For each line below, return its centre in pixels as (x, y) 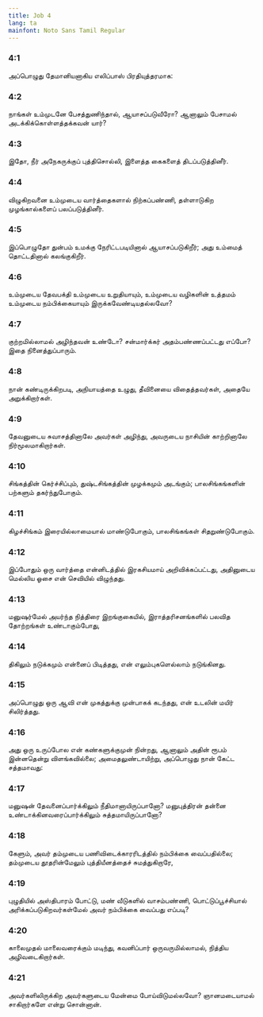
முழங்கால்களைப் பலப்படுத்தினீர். (56, 208)
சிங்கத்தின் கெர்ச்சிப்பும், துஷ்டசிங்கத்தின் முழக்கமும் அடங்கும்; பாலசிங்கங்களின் (127, 483)
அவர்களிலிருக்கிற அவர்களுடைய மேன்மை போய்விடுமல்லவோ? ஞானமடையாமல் (131, 995)
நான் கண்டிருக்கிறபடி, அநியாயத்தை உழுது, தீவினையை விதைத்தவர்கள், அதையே (129, 389)
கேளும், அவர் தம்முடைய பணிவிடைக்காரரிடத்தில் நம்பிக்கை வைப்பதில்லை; (121, 853)
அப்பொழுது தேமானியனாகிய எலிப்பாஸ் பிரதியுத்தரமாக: (91, 75)
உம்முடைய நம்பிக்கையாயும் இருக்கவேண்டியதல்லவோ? (90, 304)
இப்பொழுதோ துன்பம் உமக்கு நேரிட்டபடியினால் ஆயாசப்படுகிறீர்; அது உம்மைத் (126, 246)
